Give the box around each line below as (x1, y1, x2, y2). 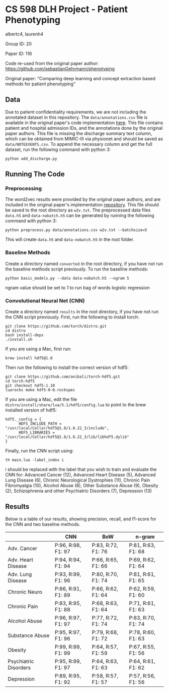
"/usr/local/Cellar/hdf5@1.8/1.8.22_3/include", (5, 425, 109, 431)
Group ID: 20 (5, 40, 32, 46)
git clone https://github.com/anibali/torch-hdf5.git (5, 375, 121, 380)
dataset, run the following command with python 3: (5, 146, 111, 152)
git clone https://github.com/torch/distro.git (5, 324, 107, 329)
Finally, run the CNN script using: (5, 448, 74, 454)
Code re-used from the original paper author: (5, 60, 99, 66)
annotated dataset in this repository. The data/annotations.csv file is (5, 114, 148, 120)
